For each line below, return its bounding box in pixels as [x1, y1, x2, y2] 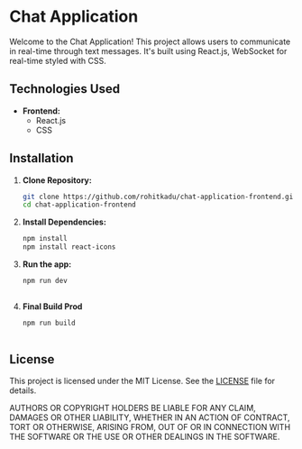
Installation [9, 151, 74, 166]
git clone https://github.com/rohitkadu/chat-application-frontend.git [22, 192, 297, 201]
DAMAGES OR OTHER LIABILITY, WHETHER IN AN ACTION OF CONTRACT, [9, 412, 290, 423]
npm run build [22, 318, 76, 327]
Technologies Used [9, 81, 120, 96]
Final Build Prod [22, 300, 83, 312]
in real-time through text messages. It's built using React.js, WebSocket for [9, 45, 288, 56]
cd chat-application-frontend [22, 200, 137, 209]
